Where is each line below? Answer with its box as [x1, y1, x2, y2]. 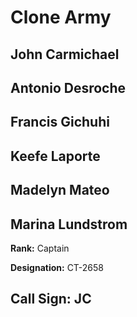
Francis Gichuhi [10, 114, 110, 131]
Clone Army [10, 6, 112, 29]
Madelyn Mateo [10, 182, 110, 199]
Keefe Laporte [10, 147, 101, 165]
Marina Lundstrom [10, 216, 128, 233]
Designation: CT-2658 [10, 261, 105, 273]
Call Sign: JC [10, 291, 92, 308]
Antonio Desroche [10, 79, 127, 96]
